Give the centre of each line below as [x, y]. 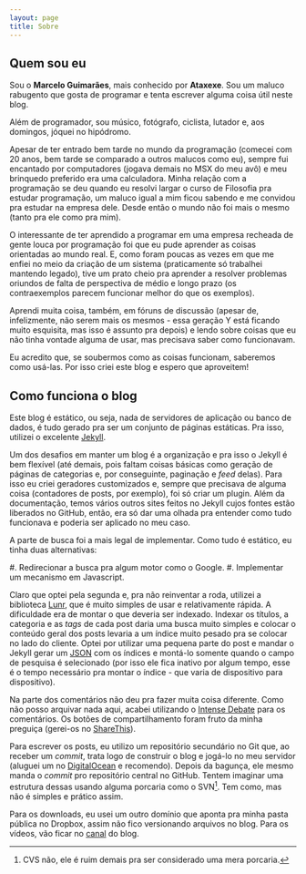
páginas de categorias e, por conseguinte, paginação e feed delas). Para [146, 474]
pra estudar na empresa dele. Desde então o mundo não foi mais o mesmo [149, 208]
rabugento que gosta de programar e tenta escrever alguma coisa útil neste [151, 95]
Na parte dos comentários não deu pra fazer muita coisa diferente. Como [147, 700]
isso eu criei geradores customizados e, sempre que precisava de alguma [148, 484]
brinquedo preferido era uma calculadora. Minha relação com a [128, 179]
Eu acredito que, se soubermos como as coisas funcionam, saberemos [143, 357]
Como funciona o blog [74, 396]
